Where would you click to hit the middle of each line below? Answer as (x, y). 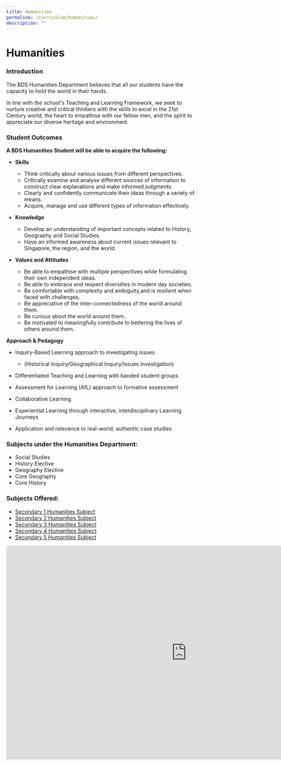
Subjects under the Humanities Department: (72, 444)
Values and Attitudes (42, 260)
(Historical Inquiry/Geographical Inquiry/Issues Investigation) (99, 364)
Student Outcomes (35, 137)
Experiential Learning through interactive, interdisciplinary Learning (98, 411)
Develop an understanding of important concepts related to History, (107, 229)
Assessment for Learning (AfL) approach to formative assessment (97, 387)
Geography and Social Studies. (62, 236)
